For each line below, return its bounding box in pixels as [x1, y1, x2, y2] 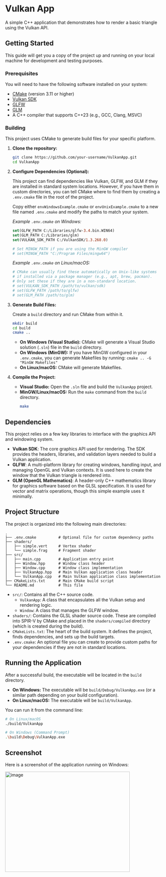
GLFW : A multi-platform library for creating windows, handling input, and [12, 462, 162, 468]
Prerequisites [5, 70, 38, 77]
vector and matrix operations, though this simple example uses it [12, 488, 145, 494]
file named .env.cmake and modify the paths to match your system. [12, 209, 149, 215]
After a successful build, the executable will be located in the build [5, 672, 142, 678]
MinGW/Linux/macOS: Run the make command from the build [19, 389, 147, 395]
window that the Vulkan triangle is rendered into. [12, 473, 112, 478]
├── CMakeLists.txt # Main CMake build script [5, 578, 114, 583]
